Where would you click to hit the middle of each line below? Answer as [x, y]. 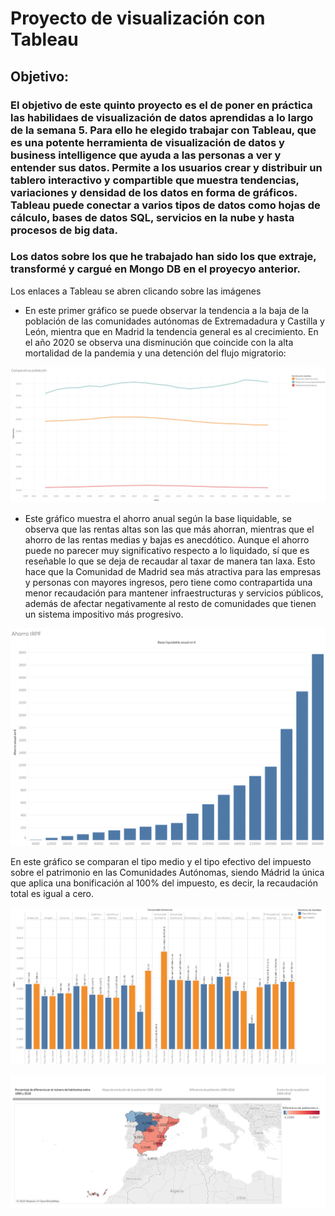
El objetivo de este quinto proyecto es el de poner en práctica [161, 105]
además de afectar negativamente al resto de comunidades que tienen [170, 604]
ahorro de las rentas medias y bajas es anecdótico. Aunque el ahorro [167, 540]
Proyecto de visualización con [138, 18]
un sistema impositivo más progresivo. [104, 614]
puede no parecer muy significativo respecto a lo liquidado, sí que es [167, 551]
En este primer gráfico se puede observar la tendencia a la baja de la [167, 310]
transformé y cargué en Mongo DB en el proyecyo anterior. [156, 269]
